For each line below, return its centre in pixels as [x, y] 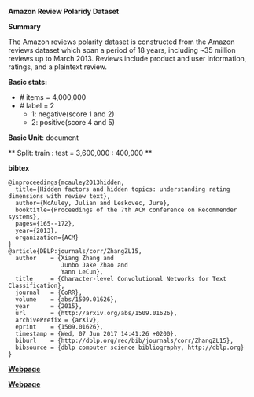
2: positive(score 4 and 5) [73, 122]
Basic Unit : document [43, 138]
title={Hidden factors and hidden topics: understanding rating [123, 189]
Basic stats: [28, 82]
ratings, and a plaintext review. [58, 67]
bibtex [19, 168]
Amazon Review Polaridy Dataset [64, 11]
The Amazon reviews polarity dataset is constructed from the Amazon [121, 42]
